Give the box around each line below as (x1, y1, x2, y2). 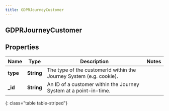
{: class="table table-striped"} (5, 100, 68, 106)
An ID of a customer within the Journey (47, 81, 139, 88)
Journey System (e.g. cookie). (47, 72, 118, 79)
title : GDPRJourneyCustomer (5, 7, 64, 13)
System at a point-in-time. (47, 87, 111, 94)
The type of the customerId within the (47, 66, 136, 73)
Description (80, 58, 109, 65)
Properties (5, 43, 39, 52)
